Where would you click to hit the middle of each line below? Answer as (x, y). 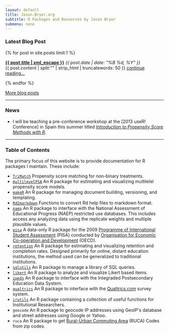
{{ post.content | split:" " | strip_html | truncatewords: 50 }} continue (75, 68)
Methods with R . (29, 132)
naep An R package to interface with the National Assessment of (79, 208)
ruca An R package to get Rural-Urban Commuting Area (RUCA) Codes (86, 321)
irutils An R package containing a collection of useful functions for (83, 299)
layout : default (22, 10)
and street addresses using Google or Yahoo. (59, 315)
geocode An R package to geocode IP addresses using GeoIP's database (87, 310)
